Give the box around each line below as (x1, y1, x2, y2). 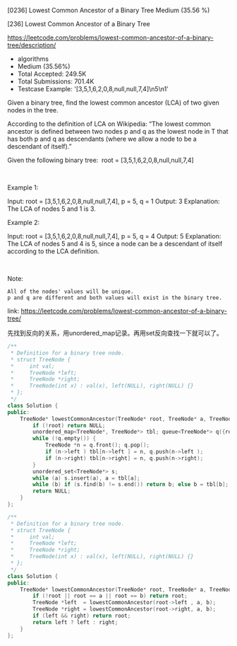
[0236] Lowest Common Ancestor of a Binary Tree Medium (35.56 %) (7, 6, 210, 14)
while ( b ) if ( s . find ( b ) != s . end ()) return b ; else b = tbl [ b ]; (32, 481, 229, 488)
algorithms (17, 54, 49, 63)
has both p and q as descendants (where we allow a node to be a (7, 134, 197, 143)
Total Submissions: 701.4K (17, 77, 95, 86)
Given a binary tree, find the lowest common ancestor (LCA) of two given (7, 98, 220, 107)
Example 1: (7, 183, 39, 192)
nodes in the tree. (7, 106, 59, 114)
